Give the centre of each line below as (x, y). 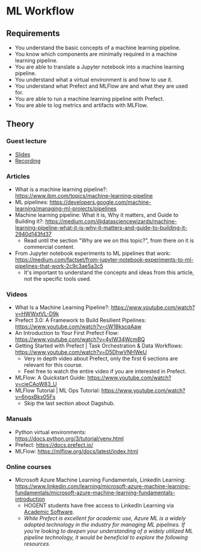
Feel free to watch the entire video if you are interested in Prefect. (105, 372)
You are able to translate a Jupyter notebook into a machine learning (100, 67)
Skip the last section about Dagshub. (69, 403)
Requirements (33, 33)
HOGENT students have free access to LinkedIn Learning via (99, 505)
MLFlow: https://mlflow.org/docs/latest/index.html (76, 451)
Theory (20, 124)
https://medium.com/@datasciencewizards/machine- (111, 221)
